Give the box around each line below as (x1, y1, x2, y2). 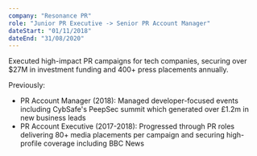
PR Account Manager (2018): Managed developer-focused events (19, 96, 239, 105)
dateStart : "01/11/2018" (8, 27, 92, 35)
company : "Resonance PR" (8, 11, 92, 20)
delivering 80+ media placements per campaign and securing (19, 130, 226, 140)
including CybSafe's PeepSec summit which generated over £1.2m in (19, 105, 250, 114)
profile (19, 138, 42, 149)
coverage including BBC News (43, 138, 145, 149)
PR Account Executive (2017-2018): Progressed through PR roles (19, 121, 235, 131)
